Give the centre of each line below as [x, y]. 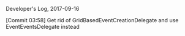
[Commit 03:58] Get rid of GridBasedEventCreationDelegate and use [92, 20]
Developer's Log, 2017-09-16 [43, 9]
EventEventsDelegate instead [43, 27]
